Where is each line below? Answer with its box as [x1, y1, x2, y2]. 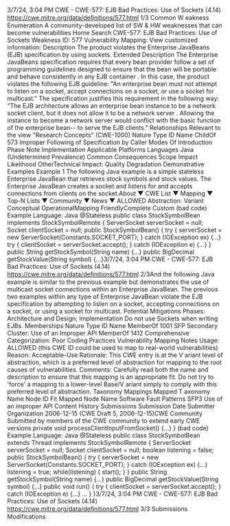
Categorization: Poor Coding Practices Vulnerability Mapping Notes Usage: [7, 336, 220, 344]
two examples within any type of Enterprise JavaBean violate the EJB [7, 292, 203, 300]
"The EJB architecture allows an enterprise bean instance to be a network [7, 102, 216, 109]
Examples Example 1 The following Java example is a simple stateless [7, 168, 205, 175]
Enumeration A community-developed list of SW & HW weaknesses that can [7, 21, 222, 30]
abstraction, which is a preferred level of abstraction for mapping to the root [7, 358, 222, 366]
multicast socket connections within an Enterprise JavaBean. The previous [7, 285, 218, 293]
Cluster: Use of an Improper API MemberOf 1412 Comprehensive [7, 329, 190, 337]
